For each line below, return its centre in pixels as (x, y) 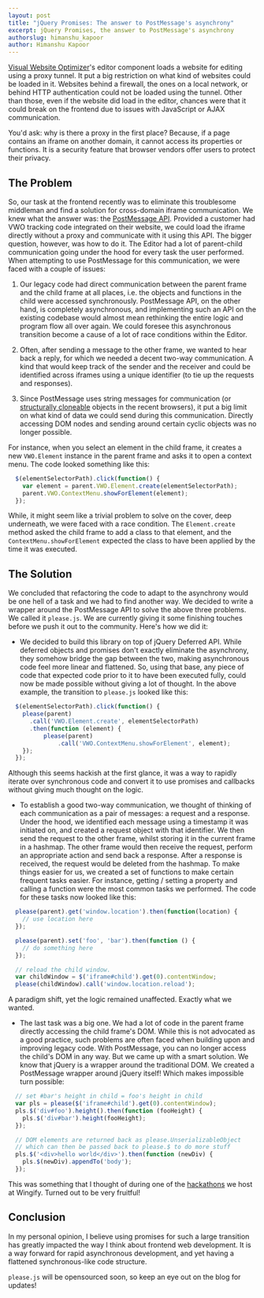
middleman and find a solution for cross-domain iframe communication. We (131, 210)
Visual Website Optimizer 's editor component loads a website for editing (125, 67)
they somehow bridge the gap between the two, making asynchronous (134, 659)
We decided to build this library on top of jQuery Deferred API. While (130, 642)
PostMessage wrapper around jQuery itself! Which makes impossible (132, 1073)
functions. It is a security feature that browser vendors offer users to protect (132, 150)
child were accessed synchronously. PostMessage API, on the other (130, 301)
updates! (22, 1285)
